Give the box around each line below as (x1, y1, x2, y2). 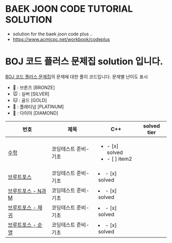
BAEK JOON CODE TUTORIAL (5, 3, 133, 15)
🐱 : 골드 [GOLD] (12, 97, 47, 103)
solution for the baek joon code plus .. (12, 31, 93, 37)
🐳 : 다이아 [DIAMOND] (12, 110, 59, 116)
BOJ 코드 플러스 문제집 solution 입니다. (5, 56, 163, 67)
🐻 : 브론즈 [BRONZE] (12, 84, 55, 90)
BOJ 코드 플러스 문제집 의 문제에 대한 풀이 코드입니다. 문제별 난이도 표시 (5, 74, 148, 80)
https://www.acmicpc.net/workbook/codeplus (12, 36, 110, 42)
